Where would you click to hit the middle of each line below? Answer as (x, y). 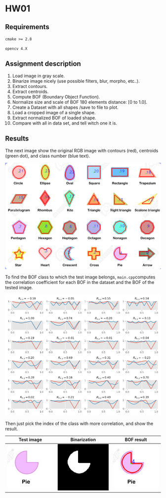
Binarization (83, 440)
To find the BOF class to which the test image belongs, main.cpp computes (80, 277)
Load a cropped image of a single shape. (54, 112)
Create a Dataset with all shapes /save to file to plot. (65, 107)
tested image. (19, 287)
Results (17, 139)
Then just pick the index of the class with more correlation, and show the (79, 423)
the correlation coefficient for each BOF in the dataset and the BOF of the (80, 282)
